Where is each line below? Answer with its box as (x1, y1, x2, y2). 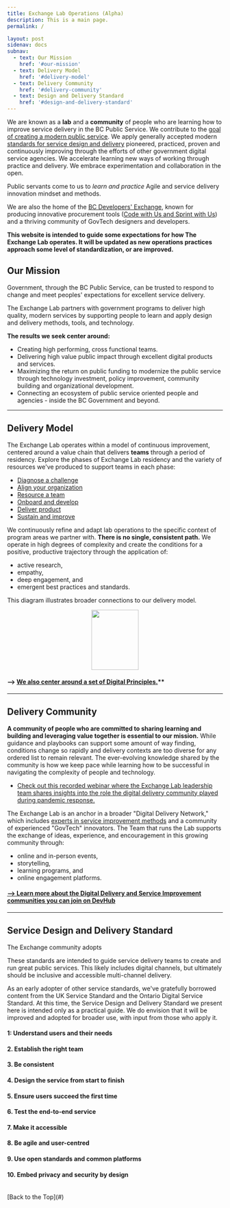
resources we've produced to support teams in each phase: (7, 463, 176, 471)
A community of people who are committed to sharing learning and (7, 724, 202, 732)
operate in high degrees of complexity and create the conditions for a (7, 540, 203, 548)
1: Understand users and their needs (7, 1029, 113, 1037)
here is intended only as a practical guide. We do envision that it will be (7, 1006, 207, 1014)
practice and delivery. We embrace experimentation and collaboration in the (7, 162, 221, 170)
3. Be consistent (7, 1060, 55, 1069)
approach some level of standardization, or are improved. (7, 245, 174, 253)
